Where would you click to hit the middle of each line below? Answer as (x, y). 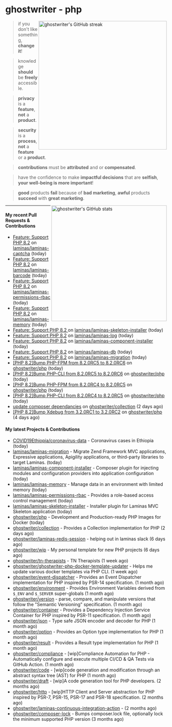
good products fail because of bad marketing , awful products (84, 193)
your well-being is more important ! (56, 183)
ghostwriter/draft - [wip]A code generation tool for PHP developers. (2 (87, 681)
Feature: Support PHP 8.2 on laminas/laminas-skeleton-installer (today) (88, 330)
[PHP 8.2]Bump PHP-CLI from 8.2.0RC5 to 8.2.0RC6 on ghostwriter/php (89, 374)
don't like (28, 29)
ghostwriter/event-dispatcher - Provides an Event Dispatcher (77, 577)
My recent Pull (21, 215)
